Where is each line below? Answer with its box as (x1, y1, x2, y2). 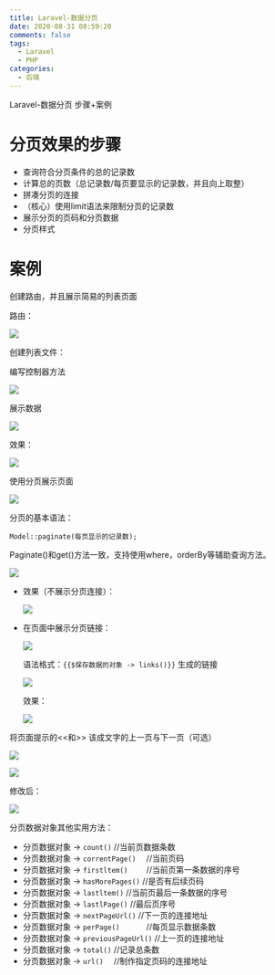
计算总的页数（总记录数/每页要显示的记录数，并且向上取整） (22, 177, 250, 188)
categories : (9, 65, 55, 74)
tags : (9, 38, 30, 48)
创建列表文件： (9, 346, 66, 357)
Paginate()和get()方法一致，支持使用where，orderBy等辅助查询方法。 (9, 549, 271, 560)
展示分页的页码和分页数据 (22, 212, 119, 223)
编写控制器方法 (9, 366, 66, 377)
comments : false (9, 30, 71, 39)
